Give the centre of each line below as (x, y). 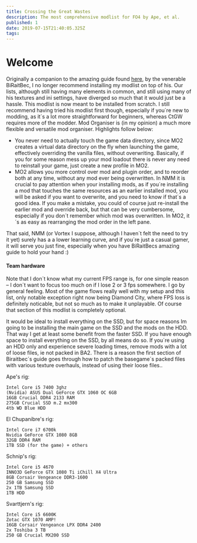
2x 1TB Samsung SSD (30, 488)
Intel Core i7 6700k (31, 430)
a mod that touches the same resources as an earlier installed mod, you (101, 191)
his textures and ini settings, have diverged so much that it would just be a (96, 98)
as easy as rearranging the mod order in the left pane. (86, 222)
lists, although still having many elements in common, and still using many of (99, 91)
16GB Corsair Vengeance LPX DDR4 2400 (54, 525)
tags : (13, 34)
